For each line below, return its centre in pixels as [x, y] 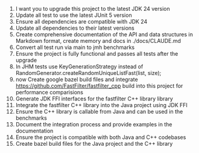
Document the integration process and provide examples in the [94, 124]
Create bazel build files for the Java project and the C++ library [94, 144]
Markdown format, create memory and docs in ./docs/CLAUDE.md [98, 41]
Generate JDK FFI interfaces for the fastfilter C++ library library [94, 99]
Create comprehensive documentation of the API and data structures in [104, 34]
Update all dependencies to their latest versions [75, 28]
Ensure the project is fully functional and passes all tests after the [97, 54]
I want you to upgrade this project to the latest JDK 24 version [93, 9]
